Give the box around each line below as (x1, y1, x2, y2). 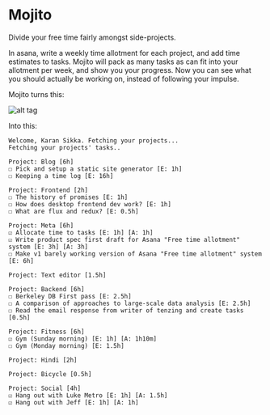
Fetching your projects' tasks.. (8, 143, 121, 151)
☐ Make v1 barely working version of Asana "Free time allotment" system (8, 249, 263, 258)
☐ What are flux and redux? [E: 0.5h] (8, 207, 139, 215)
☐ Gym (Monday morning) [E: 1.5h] (8, 341, 125, 349)
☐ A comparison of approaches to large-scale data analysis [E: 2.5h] (8, 299, 251, 307)
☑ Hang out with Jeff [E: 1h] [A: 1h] (8, 398, 139, 406)
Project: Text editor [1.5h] (8, 271, 107, 279)
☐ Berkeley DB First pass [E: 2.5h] (8, 292, 132, 300)
